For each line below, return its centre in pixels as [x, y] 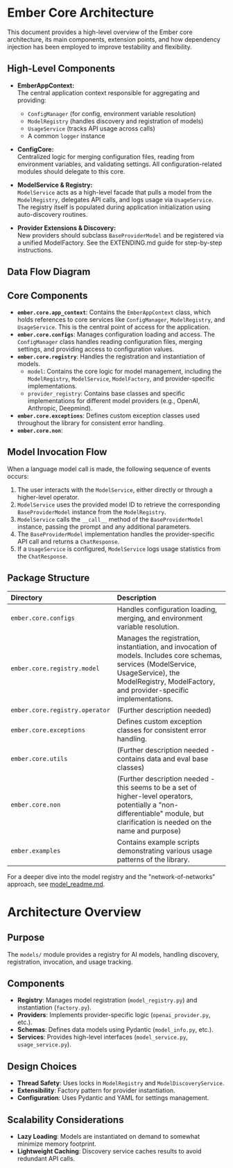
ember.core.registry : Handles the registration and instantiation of [111, 356]
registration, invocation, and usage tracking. [70, 962]
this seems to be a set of [157, 787]
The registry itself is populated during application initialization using [114, 207]
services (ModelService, [157, 664]
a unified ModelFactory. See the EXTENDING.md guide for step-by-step [120, 242]
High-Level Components [61, 68]
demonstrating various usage [165, 850]
